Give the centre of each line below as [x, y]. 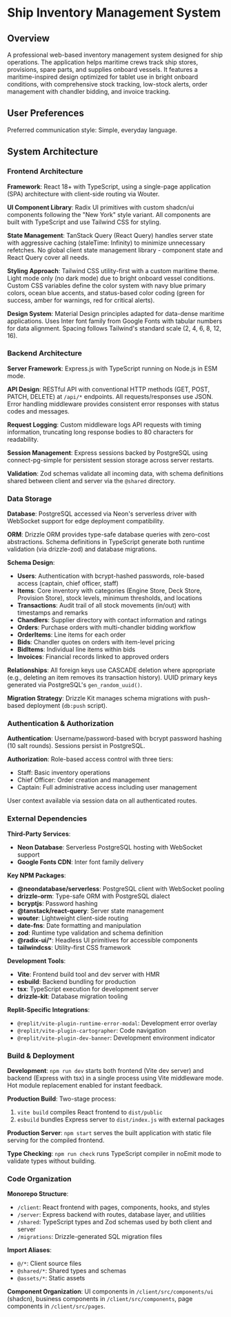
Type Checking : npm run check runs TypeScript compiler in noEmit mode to [114, 1153]
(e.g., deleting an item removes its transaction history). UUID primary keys [112, 678]
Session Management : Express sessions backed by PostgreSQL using [108, 452]
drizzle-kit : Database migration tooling [72, 996]
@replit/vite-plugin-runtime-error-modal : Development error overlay [117, 1023]
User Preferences [46, 113]
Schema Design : [31, 563]
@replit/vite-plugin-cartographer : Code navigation [92, 1030]
